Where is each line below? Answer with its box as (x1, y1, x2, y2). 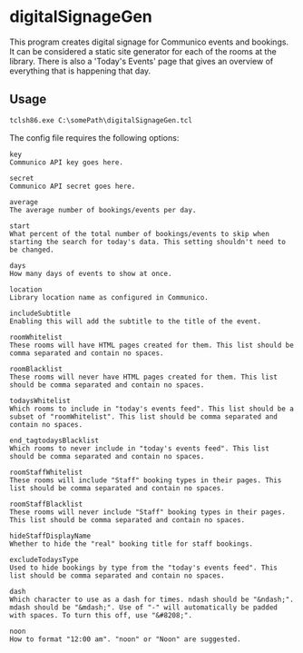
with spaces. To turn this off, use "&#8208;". (9, 610, 193, 619)
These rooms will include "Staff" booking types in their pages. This (9, 475, 282, 485)
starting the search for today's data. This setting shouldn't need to (9, 237, 286, 246)
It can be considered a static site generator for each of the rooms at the (9, 45, 277, 56)
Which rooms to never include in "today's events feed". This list (9, 443, 270, 453)
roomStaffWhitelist (9, 468, 83, 477)
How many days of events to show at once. (9, 269, 172, 278)
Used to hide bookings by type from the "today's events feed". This (9, 563, 279, 572)
